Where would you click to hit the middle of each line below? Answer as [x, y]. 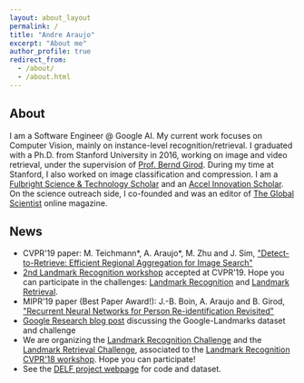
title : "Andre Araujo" [52, 34]
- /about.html [44, 77]
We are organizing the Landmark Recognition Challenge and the [142, 340]
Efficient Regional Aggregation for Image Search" [161, 263]
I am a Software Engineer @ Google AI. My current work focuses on [136, 135]
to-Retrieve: [45, 263]
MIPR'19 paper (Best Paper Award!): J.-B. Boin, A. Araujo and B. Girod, [154, 301]
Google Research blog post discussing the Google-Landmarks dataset [154, 321]
